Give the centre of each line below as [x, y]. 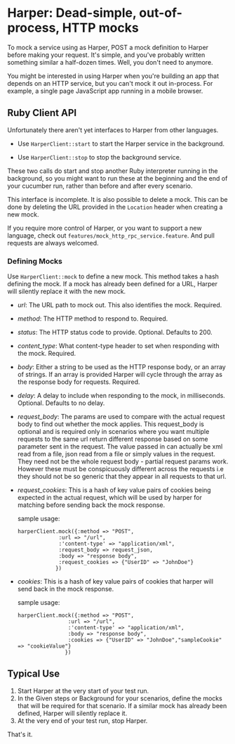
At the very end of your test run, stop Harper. [82, 720]
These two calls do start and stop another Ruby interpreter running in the [113, 171]
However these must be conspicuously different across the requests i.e [121, 469]
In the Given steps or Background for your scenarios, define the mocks [120, 698]
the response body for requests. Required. [79, 382]
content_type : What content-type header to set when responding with [118, 346]
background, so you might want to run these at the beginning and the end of [117, 178]
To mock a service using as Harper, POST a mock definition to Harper [108, 47]
